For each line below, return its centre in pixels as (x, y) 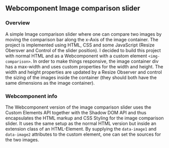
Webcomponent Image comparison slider (73, 8)
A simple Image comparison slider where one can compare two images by (83, 34)
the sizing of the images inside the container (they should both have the (81, 77)
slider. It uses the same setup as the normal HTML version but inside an (81, 123)
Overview (18, 23)
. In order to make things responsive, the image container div (94, 61)
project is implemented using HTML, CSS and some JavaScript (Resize (80, 45)
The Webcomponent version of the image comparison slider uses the (78, 107)
